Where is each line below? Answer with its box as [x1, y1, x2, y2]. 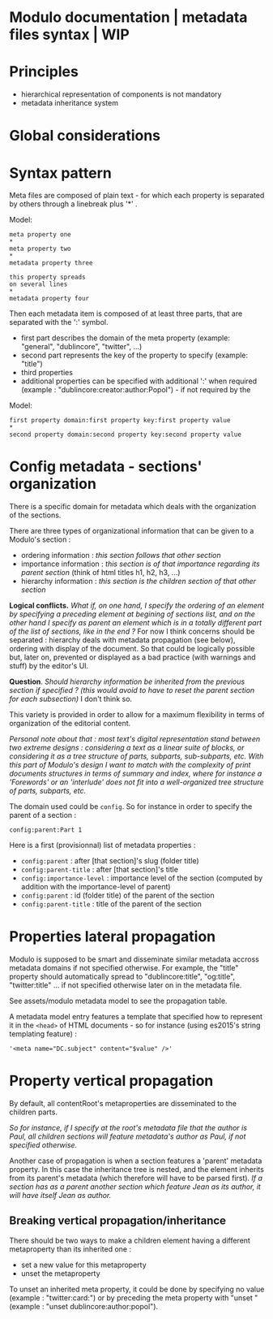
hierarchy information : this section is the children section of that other [20, 577, 257, 586]
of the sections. [9, 510, 62, 520]
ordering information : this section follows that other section [20, 551, 221, 560]
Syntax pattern [9, 163, 112, 182]
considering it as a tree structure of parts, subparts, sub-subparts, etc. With [9, 751, 264, 761]
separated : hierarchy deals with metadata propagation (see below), [9, 635, 236, 645]
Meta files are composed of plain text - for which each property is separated [9, 191, 265, 201]
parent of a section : [9, 811, 77, 820]
